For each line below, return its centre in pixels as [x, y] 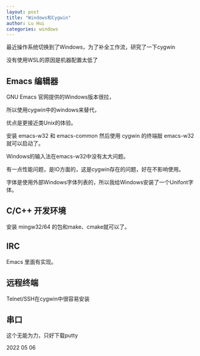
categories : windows [33, 29]
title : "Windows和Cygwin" [39, 18]
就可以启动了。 [25, 143]
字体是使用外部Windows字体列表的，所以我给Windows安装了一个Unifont [97, 182]
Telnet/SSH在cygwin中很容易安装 [48, 299]
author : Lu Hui [26, 23]
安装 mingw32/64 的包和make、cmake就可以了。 [68, 227]
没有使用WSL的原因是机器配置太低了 [52, 60]
